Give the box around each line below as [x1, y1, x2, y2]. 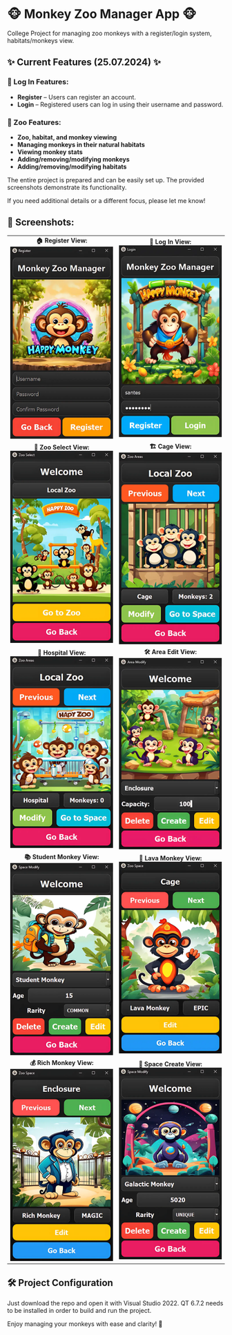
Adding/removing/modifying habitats [17, 162, 127, 171]
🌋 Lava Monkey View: [139, 854, 202, 863]
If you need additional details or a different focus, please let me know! [7, 196, 206, 204]
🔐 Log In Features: [7, 77, 69, 87]
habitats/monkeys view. [7, 36, 75, 44]
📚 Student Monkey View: [23, 853, 99, 861]
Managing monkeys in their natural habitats [17, 140, 145, 148]
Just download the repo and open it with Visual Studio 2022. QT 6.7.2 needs [7, 1298, 224, 1307]
